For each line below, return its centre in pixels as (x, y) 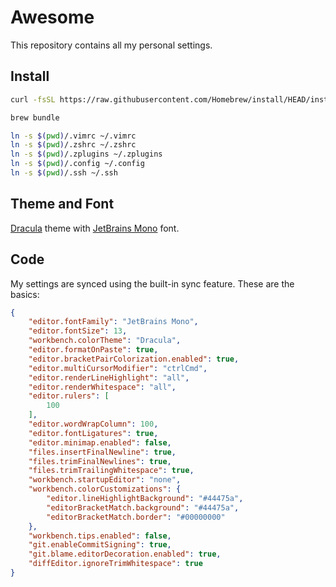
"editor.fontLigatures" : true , (93, 433)
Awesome (52, 17)
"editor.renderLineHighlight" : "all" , (109, 377)
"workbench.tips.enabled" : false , (100, 536)
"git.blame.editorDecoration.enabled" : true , (125, 554)
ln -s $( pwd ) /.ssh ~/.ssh (64, 173)
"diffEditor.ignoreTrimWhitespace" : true (115, 564)
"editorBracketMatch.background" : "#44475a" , (143, 507)
